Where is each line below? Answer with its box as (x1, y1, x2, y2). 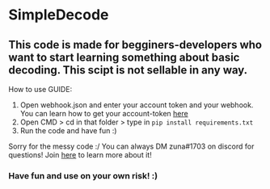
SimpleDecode (8, 6, 109, 24)
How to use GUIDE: (8, 85, 73, 94)
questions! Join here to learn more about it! (8, 150, 152, 159)
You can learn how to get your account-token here (19, 109, 188, 118)
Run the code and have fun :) (19, 126, 117, 135)
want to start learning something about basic (8, 50, 240, 64)
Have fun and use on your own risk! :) (8, 170, 158, 181)
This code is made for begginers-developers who (8, 38, 263, 52)
